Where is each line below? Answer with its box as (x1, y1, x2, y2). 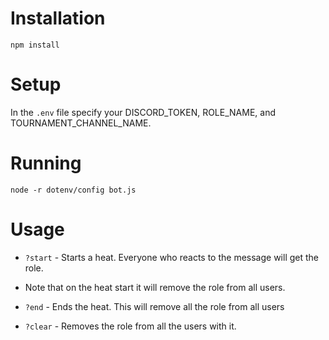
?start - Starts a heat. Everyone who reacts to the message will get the (24, 251, 319, 263)
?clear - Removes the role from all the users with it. (24, 320, 237, 332)
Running (10, 152, 82, 175)
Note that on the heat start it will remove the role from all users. (24, 281, 286, 293)
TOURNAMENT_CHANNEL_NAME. (10, 117, 152, 129)
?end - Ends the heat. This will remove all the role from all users (24, 300, 285, 312)
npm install (10, 40, 60, 50)
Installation (10, 7, 106, 30)
